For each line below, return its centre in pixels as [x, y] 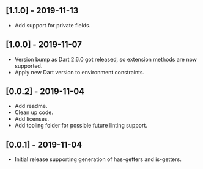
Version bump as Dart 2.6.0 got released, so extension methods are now [105, 59]
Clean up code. [34, 112]
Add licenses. [32, 119]
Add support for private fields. [53, 25]
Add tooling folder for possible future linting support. [81, 126]
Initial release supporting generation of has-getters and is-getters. [98, 159]
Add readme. [31, 106]
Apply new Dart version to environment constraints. [79, 72]
